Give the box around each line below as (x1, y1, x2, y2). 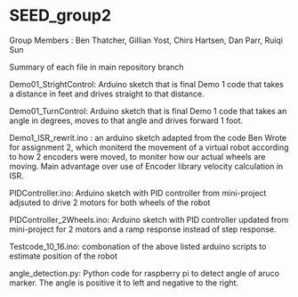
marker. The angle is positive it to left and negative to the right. (9, 277, 238, 288)
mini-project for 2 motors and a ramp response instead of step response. (9, 224, 278, 235)
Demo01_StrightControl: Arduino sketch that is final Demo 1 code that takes (9, 78, 285, 89)
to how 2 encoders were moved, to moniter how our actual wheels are (9, 151, 266, 161)
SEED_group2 (9, 5, 112, 26)
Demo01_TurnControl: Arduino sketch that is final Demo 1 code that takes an (9, 105, 287, 116)
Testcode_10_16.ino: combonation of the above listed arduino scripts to (9, 241, 267, 252)
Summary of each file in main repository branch (9, 62, 184, 72)
